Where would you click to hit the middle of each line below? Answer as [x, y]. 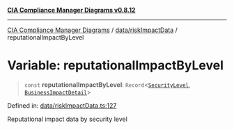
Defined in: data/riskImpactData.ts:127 [62, 105]
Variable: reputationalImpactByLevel [116, 66]
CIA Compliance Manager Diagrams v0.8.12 [71, 10]
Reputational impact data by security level [67, 119]
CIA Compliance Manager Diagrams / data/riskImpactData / [92, 30]
